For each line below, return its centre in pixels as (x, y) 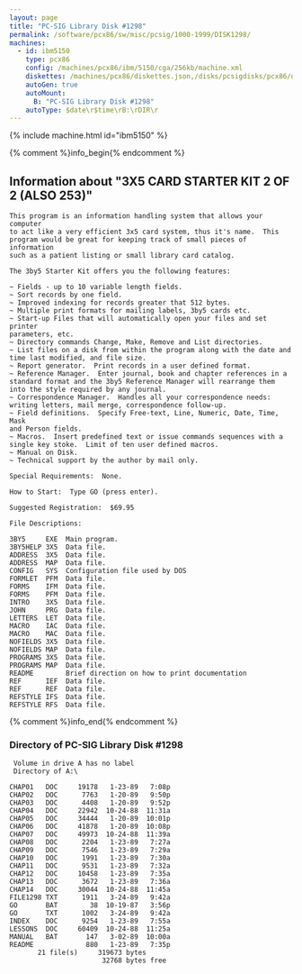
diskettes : (46, 77)
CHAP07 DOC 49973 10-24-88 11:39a (90, 834)
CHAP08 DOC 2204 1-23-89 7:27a (90, 842)
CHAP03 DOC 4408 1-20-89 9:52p (90, 803)
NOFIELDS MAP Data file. (58, 650)
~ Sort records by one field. (66, 295)
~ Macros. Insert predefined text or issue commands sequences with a (146, 437)
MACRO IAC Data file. (58, 626)
